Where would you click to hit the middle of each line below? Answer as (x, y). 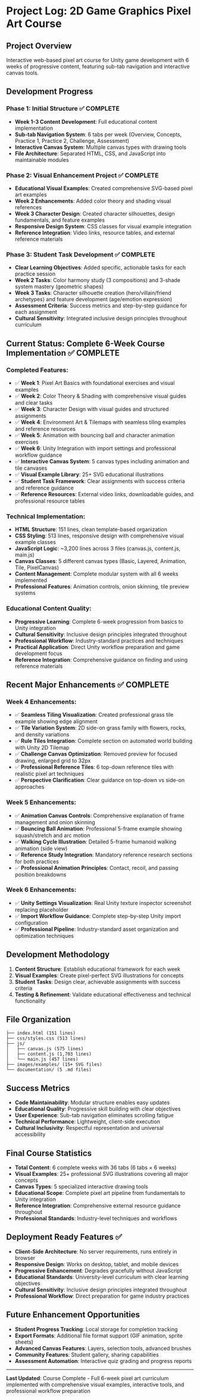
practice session (35, 274)
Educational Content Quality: (49, 609)
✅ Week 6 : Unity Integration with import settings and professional (96, 448)
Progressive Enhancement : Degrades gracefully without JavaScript (99, 1270)
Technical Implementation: (46, 516)
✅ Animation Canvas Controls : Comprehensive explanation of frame (99, 815)
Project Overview (39, 46)
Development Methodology (58, 955)
